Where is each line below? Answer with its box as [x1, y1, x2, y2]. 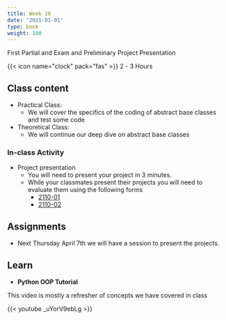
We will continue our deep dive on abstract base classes [27, 130, 190, 139]
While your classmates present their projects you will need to [27, 178, 203, 186]
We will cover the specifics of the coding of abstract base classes [27, 109, 217, 117]
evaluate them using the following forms [27, 186, 143, 194]
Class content [7, 82, 69, 94]
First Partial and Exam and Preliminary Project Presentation [7, 49, 176, 57]
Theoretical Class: [17, 123, 70, 131]
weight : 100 [7, 29, 42, 37]
